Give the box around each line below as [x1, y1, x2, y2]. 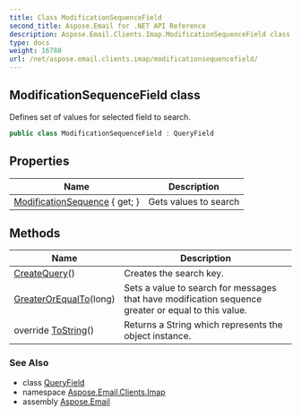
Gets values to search [148, 195, 240, 208]
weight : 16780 [9, 47, 63, 55]
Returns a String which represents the [124, 318, 284, 331]
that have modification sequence [124, 293, 262, 305]
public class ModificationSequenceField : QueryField [9, 129, 215, 138]
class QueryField [21, 377, 85, 387]
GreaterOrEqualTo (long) [13, 293, 116, 305]
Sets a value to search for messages [124, 282, 278, 294]
